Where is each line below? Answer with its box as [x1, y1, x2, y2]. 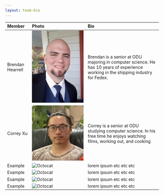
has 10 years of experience [87, 64, 143, 70]
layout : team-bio [5, 8, 41, 13]
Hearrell [7, 67, 23, 73]
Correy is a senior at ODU [87, 122, 139, 129]
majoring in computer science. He [87, 59, 156, 65]
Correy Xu [7, 131, 28, 136]
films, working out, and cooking [87, 138, 151, 144]
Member [7, 23, 25, 29]
